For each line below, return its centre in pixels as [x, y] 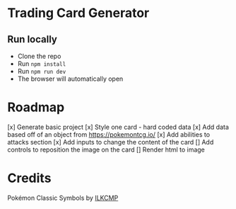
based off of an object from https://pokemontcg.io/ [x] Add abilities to [109, 134]
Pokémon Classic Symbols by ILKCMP [63, 198]
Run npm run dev [42, 71]
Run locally [33, 39]
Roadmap [36, 107]
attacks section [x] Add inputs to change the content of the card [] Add [111, 142]
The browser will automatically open [70, 79]
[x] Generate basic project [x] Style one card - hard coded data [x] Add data [118, 127]
